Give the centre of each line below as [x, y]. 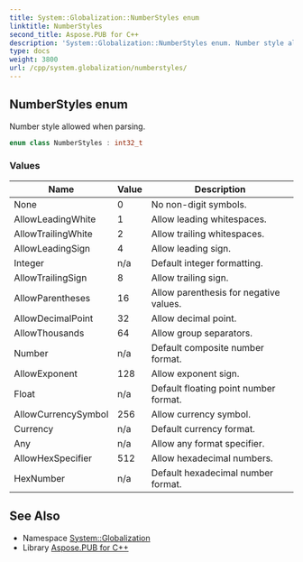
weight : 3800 [34, 60]
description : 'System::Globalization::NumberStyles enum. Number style [147, 43]
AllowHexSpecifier [53, 458]
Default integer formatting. [207, 263]
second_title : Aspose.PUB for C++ [74, 34]
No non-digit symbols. [199, 204]
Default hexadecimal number [212, 473]
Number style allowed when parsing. [78, 126]
